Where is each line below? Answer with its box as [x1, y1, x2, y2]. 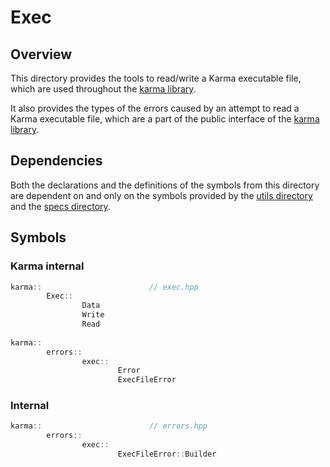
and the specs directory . [10, 200, 111, 212]
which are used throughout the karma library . [10, 83, 197, 95]
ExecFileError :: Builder [117, 449, 217, 460]
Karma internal [10, 259, 85, 273]
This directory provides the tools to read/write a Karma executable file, [10, 72, 302, 84]
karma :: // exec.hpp [10, 282, 199, 292]
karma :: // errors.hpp [10, 421, 208, 431]
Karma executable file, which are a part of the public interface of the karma [10, 113, 320, 125]
